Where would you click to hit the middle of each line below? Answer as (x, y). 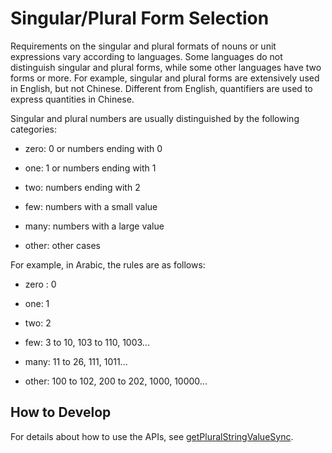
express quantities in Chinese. (72, 99)
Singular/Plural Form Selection (140, 18)
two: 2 (38, 323)
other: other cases (63, 245)
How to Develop (61, 412)
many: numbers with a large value (94, 226)
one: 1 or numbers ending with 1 (90, 168)
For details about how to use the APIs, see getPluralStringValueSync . (152, 436)
